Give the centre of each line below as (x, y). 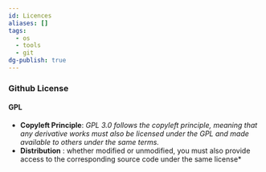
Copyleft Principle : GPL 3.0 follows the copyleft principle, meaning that (139, 125)
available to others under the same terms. (89, 142)
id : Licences (30, 16)
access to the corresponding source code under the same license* (131, 159)
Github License (39, 88)
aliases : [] (28, 23)
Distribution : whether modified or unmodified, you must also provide (135, 150)
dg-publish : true (37, 61)
